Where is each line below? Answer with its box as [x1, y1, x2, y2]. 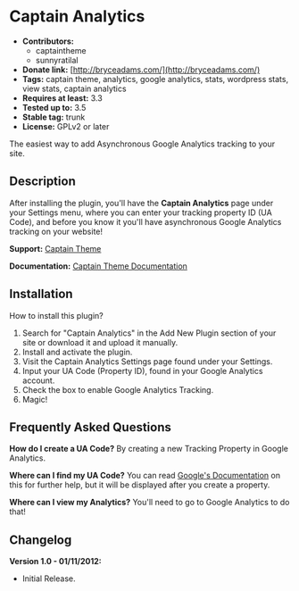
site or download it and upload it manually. [21, 337, 179, 347]
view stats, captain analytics [21, 83, 127, 94]
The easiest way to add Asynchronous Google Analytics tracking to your [9, 138, 276, 149]
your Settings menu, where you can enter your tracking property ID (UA [9, 207, 272, 218]
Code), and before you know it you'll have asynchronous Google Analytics [9, 216, 282, 227]
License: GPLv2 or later [21, 121, 110, 131]
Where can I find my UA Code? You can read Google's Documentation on [9, 470, 281, 481]
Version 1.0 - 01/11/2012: [9, 556, 103, 567]
